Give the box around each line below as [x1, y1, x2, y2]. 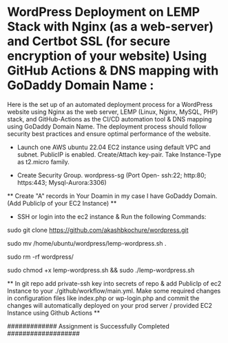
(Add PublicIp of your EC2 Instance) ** [7, 199, 117, 207]
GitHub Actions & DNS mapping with [7, 63, 219, 79]
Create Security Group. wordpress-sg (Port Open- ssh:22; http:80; [17, 170, 207, 179]
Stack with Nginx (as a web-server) [7, 19, 214, 35]
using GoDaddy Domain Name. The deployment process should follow [7, 122, 207, 130]
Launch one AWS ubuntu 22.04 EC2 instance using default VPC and [17, 143, 211, 151]
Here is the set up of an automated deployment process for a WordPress [7, 100, 214, 108]
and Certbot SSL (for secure [7, 34, 171, 49]
